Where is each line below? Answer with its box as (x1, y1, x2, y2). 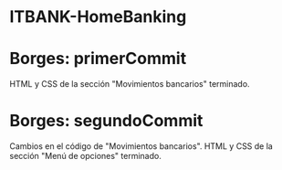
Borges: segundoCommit (9, 111, 204, 132)
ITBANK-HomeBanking (9, 6, 187, 27)
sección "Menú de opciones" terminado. (9, 151, 162, 162)
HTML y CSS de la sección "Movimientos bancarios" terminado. (9, 79, 250, 90)
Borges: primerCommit (9, 48, 187, 69)
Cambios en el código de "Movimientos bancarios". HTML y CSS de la (9, 141, 274, 152)
